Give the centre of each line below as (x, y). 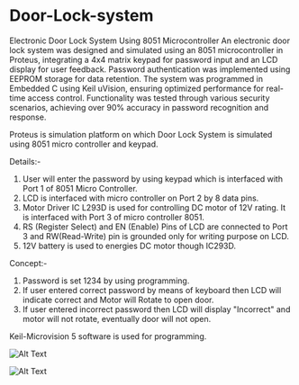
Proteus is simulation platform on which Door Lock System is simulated (141, 134)
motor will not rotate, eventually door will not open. (117, 318)
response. (28, 117)
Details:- (25, 161)
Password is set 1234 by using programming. (106, 281)
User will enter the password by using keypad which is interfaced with (153, 179)
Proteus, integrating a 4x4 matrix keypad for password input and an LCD (144, 59)
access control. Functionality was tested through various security (149, 98)
